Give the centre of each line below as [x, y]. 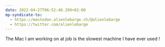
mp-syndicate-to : [24, 15]
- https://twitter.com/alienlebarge [49, 24]
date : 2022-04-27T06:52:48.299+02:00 [46, 10]
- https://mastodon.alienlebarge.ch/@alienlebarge [65, 19]
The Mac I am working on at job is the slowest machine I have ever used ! [83, 39]
